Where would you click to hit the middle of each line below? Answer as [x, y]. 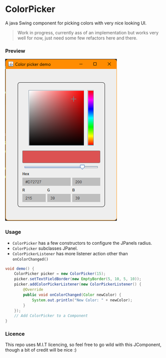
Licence [15, 334]
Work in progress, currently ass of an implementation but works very [88, 32]
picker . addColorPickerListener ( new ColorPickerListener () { [78, 284]
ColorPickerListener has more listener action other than [70, 253]
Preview [15, 51]
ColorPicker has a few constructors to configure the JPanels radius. [82, 243]
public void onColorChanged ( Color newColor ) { [72, 295]
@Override [33, 290]
